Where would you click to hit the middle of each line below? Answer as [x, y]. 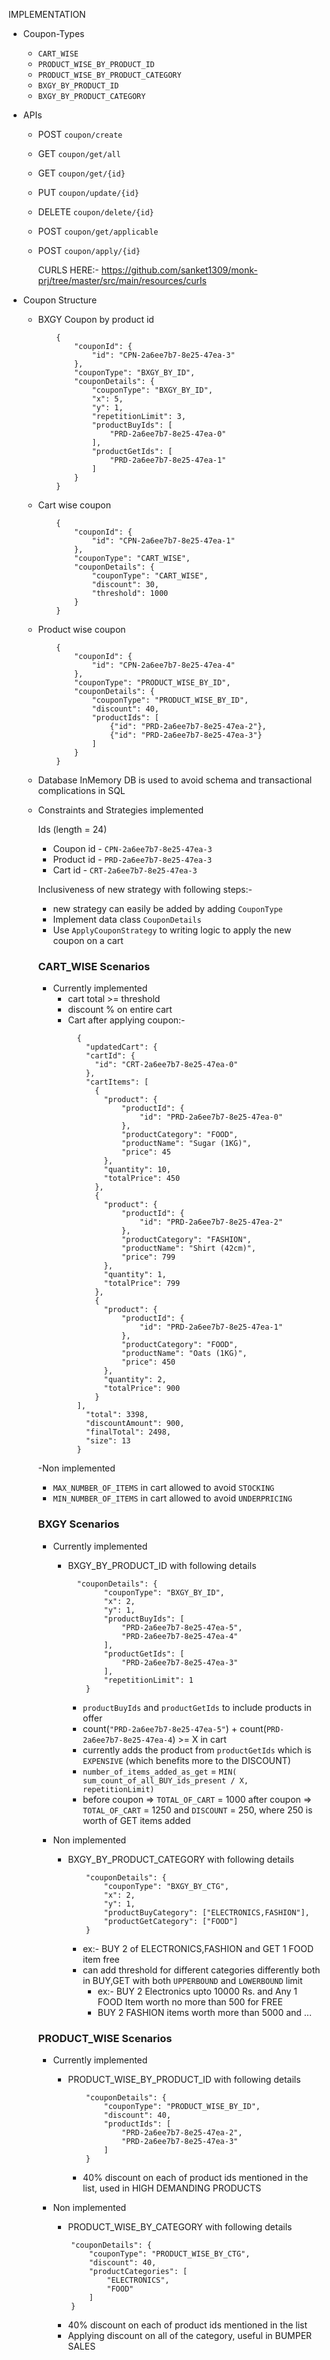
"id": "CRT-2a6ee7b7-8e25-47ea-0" [166, 1065]
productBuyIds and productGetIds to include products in [197, 1707]
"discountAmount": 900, [135, 1424]
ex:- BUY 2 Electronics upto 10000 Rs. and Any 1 [197, 1991]
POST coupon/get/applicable [98, 231]
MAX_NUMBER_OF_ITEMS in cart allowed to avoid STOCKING [163, 1488]
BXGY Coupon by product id [96, 319]
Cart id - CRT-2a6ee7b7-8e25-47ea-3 [125, 870]
